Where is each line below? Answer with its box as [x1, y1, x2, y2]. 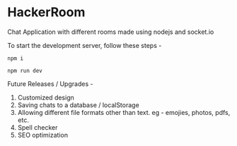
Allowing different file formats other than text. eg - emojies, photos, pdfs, [17, 108, 231, 116]
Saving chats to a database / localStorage [17, 100, 139, 109]
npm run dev [7, 67, 42, 74]
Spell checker [17, 123, 58, 131]
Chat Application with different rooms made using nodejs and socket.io [7, 28, 214, 36]
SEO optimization [17, 130, 69, 139]
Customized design [17, 93, 74, 102]
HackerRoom [7, 4, 86, 20]
